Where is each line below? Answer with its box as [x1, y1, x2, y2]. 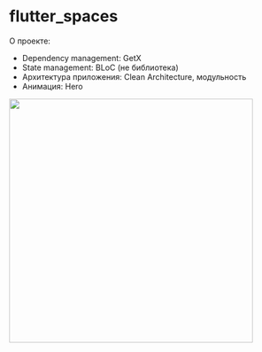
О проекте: [9, 35, 51, 46]
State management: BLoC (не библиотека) [21, 62, 179, 73]
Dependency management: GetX [21, 52, 142, 63]
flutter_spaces [9, 6, 119, 27]
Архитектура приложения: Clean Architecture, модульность [21, 71, 247, 82]
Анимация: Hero [21, 81, 83, 91]
